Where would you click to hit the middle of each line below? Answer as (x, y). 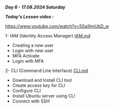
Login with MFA (28, 61)
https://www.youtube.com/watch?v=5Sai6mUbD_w (57, 26)
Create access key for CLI (38, 85)
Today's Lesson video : (29, 17)
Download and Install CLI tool (42, 80)
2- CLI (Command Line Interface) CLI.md (47, 71)
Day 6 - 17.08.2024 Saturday (35, 7)
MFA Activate (26, 56)
